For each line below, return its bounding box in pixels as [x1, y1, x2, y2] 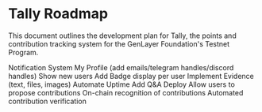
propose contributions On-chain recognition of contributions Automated [8, 88, 244, 97]
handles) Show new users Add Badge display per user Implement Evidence [8, 71, 254, 80]
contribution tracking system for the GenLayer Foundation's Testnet [8, 39, 230, 48]
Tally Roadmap [8, 5, 109, 23]
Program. [8, 47, 39, 57]
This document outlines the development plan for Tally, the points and [8, 31, 237, 40]
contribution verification [8, 96, 87, 106]
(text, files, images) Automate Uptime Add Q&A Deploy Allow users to [8, 80, 236, 89]
